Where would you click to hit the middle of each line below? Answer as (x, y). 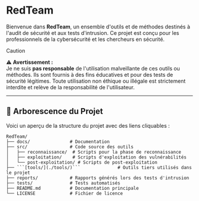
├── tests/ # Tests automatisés (63, 183)
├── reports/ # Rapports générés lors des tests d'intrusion (98, 178)
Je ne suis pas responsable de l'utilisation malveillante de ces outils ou (93, 68)
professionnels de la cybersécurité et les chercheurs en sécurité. (85, 39)
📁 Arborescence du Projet (55, 111)
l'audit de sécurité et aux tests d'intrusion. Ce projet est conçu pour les (93, 33)
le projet (18, 173)
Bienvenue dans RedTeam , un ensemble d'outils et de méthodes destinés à (98, 27)
